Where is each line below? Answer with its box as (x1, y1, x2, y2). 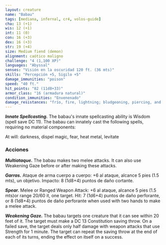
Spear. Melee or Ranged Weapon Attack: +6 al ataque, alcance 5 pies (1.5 (5, 187, 157, 193)
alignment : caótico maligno (5, 53, 64, 59)
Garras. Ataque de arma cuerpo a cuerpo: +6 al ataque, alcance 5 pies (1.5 (5, 172, 159, 178)
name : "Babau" (5, 12, 35, 17)
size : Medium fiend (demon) (5, 49, 64, 54)
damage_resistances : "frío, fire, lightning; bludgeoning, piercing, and (5, 100, 162, 105)
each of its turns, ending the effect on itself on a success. (5, 234, 123, 240)
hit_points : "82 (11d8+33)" (5, 86, 64, 91)
